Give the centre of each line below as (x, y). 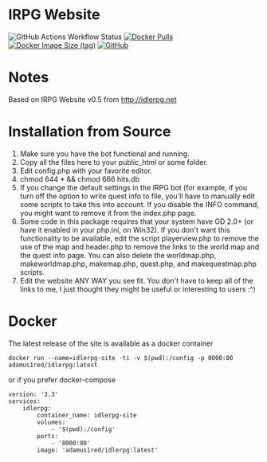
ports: (48, 436)
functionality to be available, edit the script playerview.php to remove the (139, 238)
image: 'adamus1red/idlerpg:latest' (98, 450)
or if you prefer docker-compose (62, 379)
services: (25, 401)
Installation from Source (90, 132)
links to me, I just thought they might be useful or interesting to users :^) (138, 289)
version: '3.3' (33, 394)
